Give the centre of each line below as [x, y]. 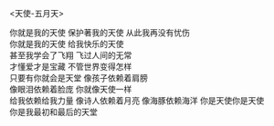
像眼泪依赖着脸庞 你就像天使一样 [71, 89]
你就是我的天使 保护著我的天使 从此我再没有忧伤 [100, 33]
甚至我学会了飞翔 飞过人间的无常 [71, 55]
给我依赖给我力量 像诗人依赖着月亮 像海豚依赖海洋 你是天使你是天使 [137, 101]
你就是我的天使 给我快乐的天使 [67, 44]
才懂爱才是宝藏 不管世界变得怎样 [71, 67]
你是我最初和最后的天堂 [53, 112]
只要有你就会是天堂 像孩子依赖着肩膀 [79, 78]
